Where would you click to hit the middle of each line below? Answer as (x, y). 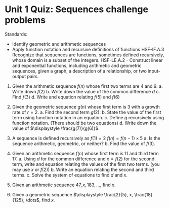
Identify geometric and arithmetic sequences (59, 44)
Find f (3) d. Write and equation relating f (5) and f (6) (66, 97)
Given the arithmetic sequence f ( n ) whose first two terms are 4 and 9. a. (87, 86)
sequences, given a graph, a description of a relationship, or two (79, 71)
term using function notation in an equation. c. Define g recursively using (88, 117)
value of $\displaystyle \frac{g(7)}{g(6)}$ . (56, 128)
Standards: (16, 34)
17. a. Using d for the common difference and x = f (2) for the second (83, 159)
